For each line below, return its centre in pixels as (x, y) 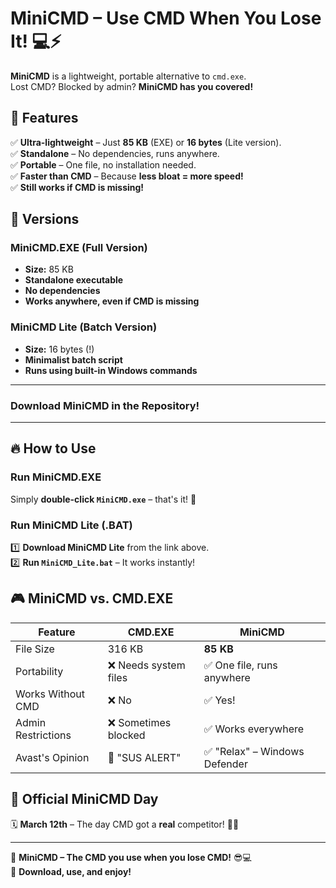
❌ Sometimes (139, 722)
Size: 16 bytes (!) (59, 349)
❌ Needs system (146, 665)
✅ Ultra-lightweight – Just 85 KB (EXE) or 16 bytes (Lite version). (146, 142)
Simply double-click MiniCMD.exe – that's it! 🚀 (103, 499)
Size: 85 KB (49, 269)
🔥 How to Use (53, 448)
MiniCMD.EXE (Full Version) (79, 248)
